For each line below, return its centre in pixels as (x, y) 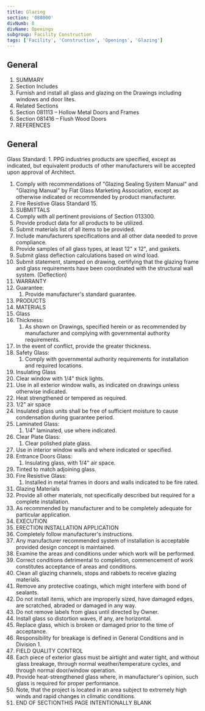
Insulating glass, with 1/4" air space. (70, 463)
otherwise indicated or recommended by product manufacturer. (96, 197)
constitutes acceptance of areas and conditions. (77, 566)
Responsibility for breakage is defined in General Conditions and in (100, 638)
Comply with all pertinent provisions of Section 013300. (85, 216)
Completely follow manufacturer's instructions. (74, 534)
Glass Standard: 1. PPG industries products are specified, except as (92, 159)
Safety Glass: (32, 352)
